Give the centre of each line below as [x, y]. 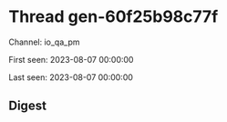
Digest [28, 106]
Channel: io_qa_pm [44, 42]
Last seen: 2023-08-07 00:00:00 [71, 77]
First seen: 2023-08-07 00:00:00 [71, 59]
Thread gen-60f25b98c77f [113, 17]
